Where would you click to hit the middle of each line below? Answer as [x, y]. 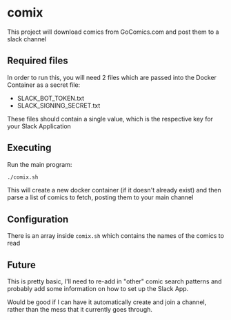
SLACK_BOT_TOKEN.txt [51, 98]
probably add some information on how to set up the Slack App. [98, 289]
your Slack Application [39, 126]
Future [22, 264]
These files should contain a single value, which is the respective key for [110, 119]
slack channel [27, 39]
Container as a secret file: [44, 85]
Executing [29, 148]
